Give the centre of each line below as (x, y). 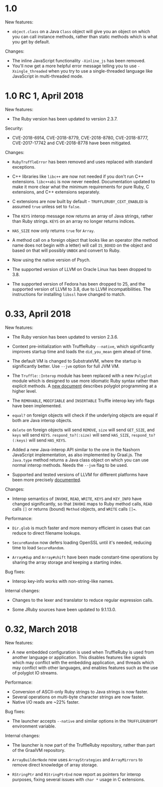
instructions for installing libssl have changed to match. (69, 294)
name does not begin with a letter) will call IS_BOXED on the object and (82, 245)
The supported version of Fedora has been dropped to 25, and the (79, 284)
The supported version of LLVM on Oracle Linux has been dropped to (82, 269)
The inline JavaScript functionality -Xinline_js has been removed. (79, 60)
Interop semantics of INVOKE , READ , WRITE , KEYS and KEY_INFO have (77, 499)
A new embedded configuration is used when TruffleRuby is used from (83, 652)
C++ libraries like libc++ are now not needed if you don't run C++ (78, 176)
